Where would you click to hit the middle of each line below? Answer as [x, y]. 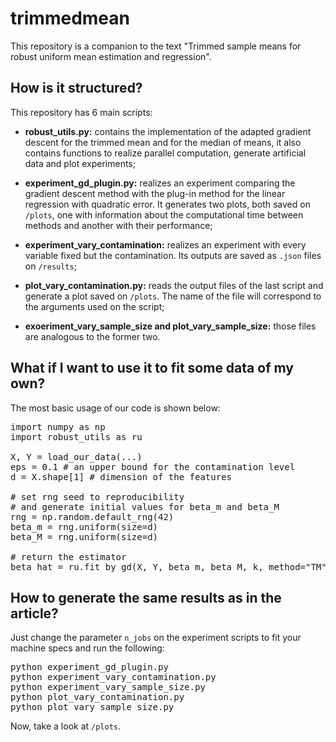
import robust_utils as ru [76, 436]
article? [34, 613]
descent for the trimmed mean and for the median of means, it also [163, 142]
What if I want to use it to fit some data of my [152, 368]
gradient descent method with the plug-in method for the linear [155, 193]
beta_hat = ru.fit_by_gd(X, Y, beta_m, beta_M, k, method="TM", [171, 566]
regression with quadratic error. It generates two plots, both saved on [167, 204]
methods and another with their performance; [118, 225]
